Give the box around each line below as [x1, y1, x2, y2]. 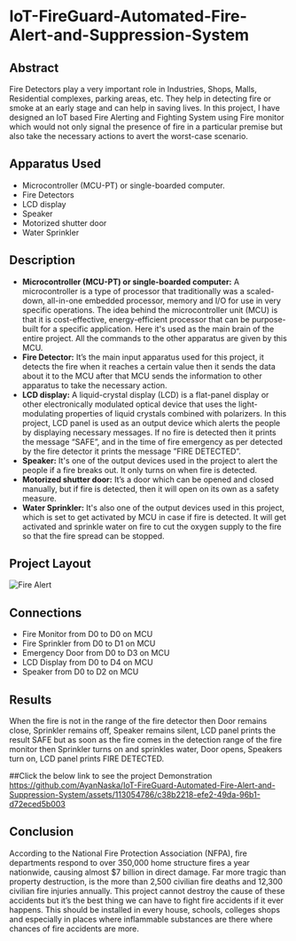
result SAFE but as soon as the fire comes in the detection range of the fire [9, 735, 282, 745]
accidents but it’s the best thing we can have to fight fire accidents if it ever [9, 895, 284, 906]
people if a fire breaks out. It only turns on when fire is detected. [21, 464, 258, 475]
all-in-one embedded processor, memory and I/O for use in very [47, 295, 282, 306]
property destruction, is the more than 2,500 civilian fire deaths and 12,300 [9, 875, 284, 887]
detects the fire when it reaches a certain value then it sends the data [21, 361, 277, 371]
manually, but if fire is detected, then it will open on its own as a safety [21, 483, 279, 494]
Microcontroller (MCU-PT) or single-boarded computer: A [21, 276, 240, 287]
